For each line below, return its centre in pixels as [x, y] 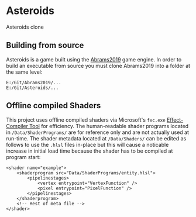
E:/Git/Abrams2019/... [34, 82]
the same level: [24, 72]
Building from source [45, 45]
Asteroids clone [25, 27]
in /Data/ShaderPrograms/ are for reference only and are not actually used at [97, 132]
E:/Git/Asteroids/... [32, 88]
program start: [23, 157]
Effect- [175, 120]
